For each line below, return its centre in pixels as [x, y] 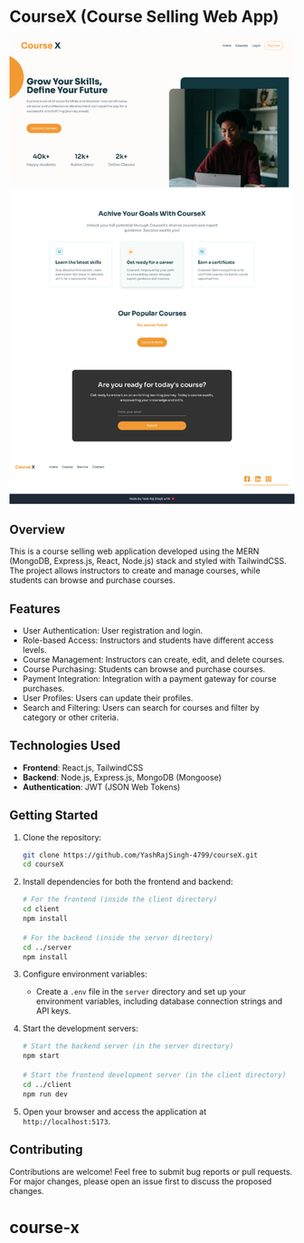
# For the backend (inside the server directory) [118, 937]
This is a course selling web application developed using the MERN [134, 551]
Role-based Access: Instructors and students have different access [148, 640]
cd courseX [43, 864]
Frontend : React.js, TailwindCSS [83, 767]
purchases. [43, 688]
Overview [38, 529]
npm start [41, 1056]
